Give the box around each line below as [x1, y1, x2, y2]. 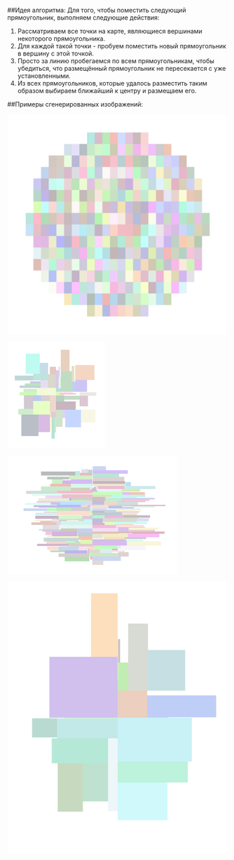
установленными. [17, 71, 71, 80]
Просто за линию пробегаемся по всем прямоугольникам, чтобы [17, 57, 215, 65]
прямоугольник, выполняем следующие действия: [7, 13, 160, 22]
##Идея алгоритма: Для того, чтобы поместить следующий [7, 6, 186, 14]
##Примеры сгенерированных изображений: [7, 100, 144, 108]
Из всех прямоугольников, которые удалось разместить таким [17, 79, 208, 87]
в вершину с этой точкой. [17, 49, 95, 57]
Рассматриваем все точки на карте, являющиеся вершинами [17, 27, 203, 35]
